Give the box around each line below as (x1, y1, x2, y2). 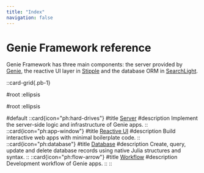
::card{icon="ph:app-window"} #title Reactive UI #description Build (6, 127, 176, 135)
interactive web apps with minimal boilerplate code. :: (6, 134, 140, 141)
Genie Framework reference (6, 41, 151, 55)
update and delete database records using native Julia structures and (6, 147, 181, 154)
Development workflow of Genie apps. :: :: (6, 160, 112, 168)
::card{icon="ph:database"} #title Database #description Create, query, (6, 141, 186, 148)
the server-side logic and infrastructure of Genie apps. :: (6, 121, 148, 129)
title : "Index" (6, 9, 45, 15)
